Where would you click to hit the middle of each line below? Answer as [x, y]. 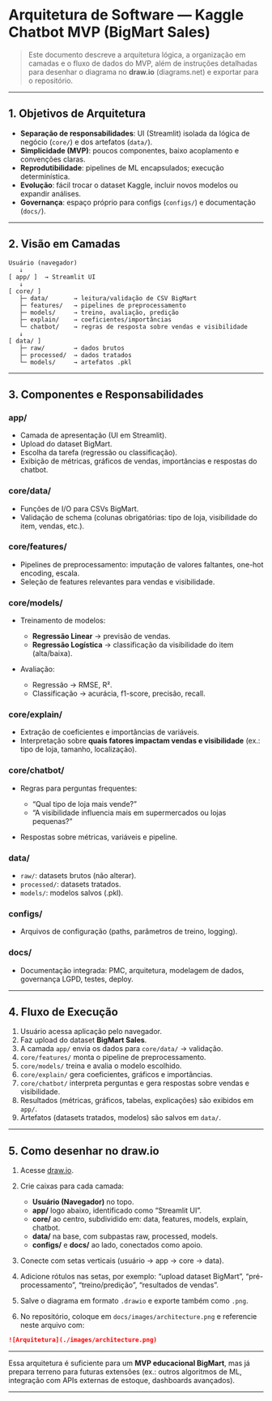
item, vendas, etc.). [52, 526]
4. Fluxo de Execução [64, 1012]
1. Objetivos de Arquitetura [77, 114]
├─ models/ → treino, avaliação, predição [99, 313]
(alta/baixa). [52, 653]
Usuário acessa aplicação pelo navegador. [91, 1032]
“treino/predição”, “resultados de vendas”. [148, 1285]
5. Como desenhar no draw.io [84, 1151]
